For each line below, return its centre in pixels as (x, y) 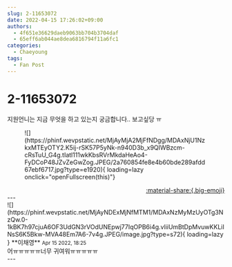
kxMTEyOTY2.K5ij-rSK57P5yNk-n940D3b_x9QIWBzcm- (105, 147)
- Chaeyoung (31, 52)
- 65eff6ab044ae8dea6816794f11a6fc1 (66, 39)
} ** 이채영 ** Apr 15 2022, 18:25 (47, 242)
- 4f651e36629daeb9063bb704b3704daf (66, 33)
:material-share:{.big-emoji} (185, 190)
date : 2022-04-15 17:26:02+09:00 (55, 20)
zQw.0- (18, 219)
